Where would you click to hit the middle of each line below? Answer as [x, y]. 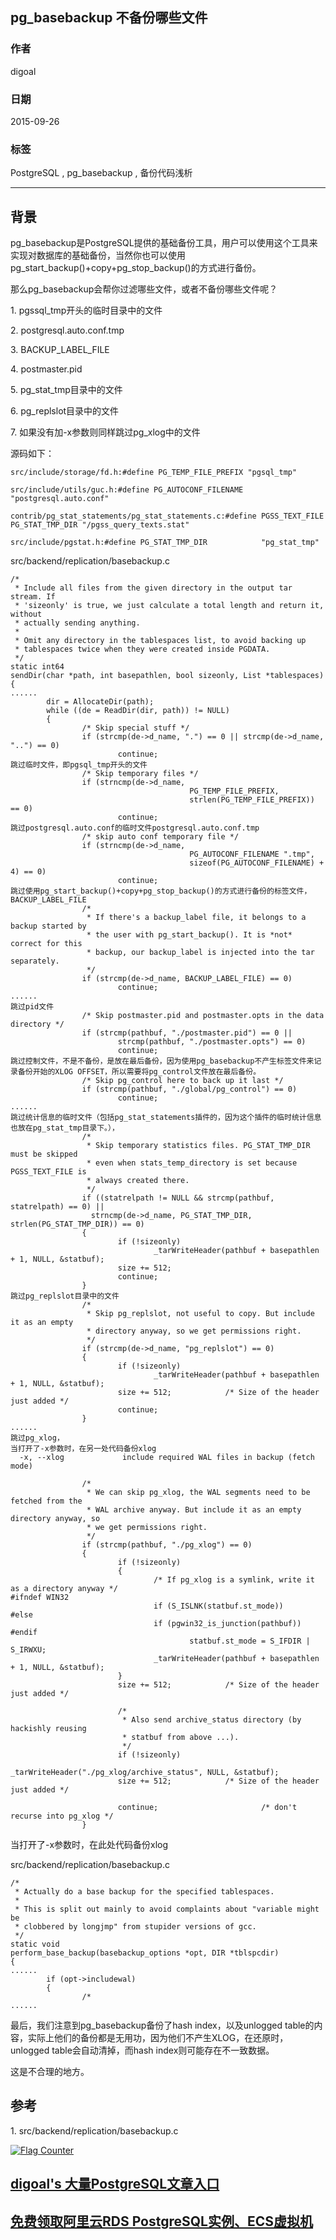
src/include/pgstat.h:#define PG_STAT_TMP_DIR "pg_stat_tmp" [165, 543]
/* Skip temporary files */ [140, 774]
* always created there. [138, 1181]
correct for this [46, 944]
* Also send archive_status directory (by [211, 1720]
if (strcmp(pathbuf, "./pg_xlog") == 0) [167, 1545]
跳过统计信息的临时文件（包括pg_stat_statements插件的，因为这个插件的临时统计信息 [166, 1118]
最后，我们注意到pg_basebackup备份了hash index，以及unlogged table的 [162, 2025]
